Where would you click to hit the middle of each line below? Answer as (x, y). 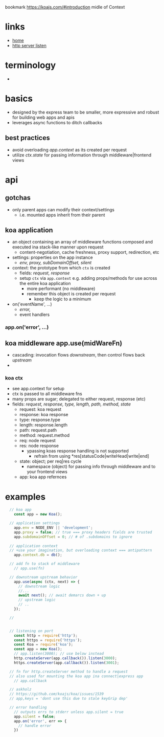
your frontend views (47, 472)
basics (19, 99)
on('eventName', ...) (32, 304)
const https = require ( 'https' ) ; (48, 640)
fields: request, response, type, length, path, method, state (71, 404)
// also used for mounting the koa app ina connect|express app (76, 676)
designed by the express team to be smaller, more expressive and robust (85, 112)
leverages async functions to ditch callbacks (57, 122)
